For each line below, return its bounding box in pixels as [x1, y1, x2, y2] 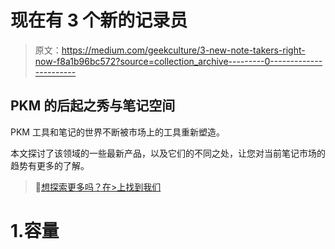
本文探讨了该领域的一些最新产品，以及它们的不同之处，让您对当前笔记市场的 [10, 147, 326, 159]
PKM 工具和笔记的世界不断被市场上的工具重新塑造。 [10, 126, 225, 138]
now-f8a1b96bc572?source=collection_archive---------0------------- [34, 55, 323, 67]
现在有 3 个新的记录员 [10, 9, 188, 32]
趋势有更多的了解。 [10, 159, 90, 171]
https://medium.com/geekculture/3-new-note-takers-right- [61, 44, 306, 56]
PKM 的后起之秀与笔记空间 [10, 97, 176, 115]
